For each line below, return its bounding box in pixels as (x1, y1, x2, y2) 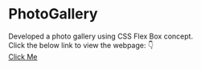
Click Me (8, 51, 38, 61)
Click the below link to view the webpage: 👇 (8, 40, 154, 50)
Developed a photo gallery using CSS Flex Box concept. (8, 31, 194, 41)
